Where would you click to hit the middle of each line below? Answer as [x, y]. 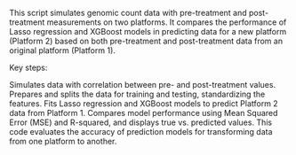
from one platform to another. [63, 141]
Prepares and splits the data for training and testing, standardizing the [137, 94]
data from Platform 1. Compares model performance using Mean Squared [144, 113]
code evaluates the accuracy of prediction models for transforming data [141, 132]
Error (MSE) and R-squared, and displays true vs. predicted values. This [141, 122]
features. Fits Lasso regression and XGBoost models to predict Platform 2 [144, 104]
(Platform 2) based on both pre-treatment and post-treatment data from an [146, 41]
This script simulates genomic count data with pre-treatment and [128, 13]
